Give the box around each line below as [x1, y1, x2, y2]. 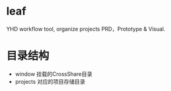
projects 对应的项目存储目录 [15, 78, 86, 85]
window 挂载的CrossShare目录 [15, 70, 92, 78]
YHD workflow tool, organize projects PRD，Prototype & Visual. [6, 25, 166, 32]
